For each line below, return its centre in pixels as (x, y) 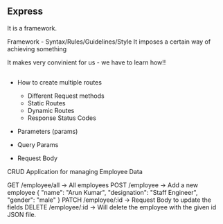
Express (25, 11)
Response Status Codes (62, 118)
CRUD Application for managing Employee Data (75, 172)
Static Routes (46, 103)
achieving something (37, 49)
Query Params (38, 145)
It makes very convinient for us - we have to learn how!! (87, 62)
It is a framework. (32, 28)
